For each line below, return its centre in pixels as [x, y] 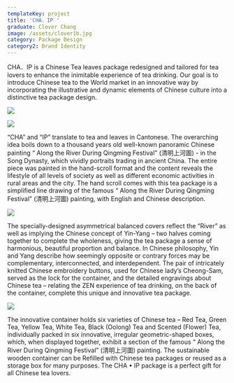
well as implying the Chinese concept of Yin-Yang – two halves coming [109, 233]
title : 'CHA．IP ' [34, 20]
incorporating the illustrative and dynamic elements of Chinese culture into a [117, 90]
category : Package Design [45, 40]
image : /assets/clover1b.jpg [50, 33]
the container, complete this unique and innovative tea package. [100, 293]
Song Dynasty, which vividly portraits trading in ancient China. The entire [112, 161]
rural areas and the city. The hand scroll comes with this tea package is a [112, 183]
